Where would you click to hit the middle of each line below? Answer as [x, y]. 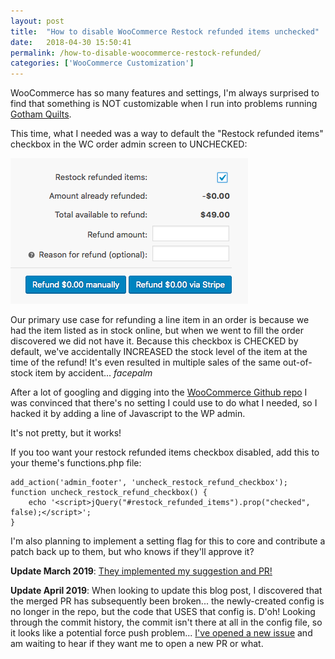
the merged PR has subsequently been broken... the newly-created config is [167, 601]
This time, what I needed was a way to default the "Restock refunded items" [167, 134]
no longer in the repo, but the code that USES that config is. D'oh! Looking [163, 612]
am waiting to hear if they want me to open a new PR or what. [137, 644]
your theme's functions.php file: [76, 463]
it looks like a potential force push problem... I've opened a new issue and [161, 633]
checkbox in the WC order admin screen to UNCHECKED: [129, 144]
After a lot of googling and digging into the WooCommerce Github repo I [159, 392]
